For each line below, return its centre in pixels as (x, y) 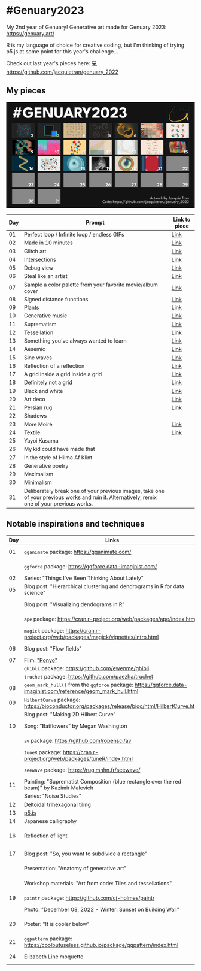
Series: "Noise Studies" (53, 796)
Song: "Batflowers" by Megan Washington (75, 726)
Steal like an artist (45, 276)
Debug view (39, 268)
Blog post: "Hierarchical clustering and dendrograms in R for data (104, 586)
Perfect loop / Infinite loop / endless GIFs (74, 235)
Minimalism (38, 482)
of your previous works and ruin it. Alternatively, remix (90, 497)
